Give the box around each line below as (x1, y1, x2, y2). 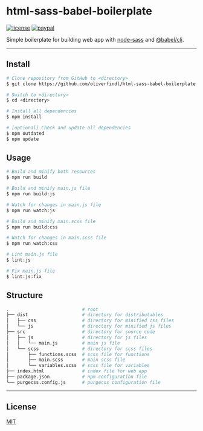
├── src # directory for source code (6, 329, 155, 335)
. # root (6, 306, 98, 313)
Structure (6, 290, 43, 300)
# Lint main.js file (6, 251, 59, 258)
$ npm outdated (6, 130, 45, 137)
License (6, 402, 37, 412)
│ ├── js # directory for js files (6, 334, 147, 340)
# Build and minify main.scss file (6, 218, 96, 224)
